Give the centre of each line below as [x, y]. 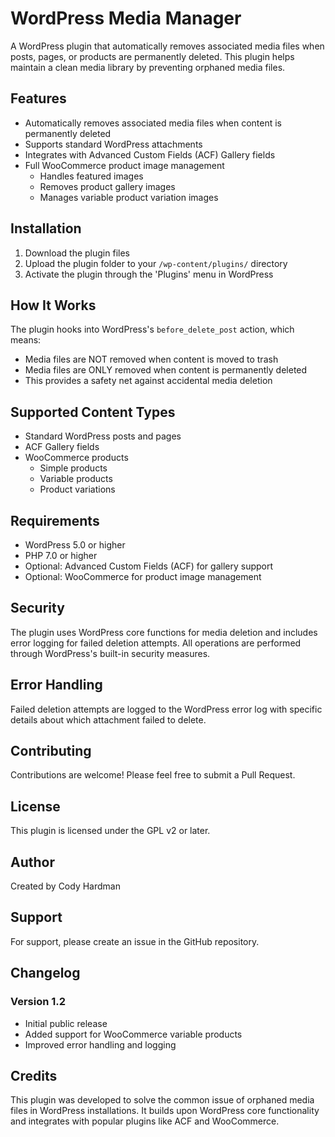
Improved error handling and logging [100, 1044]
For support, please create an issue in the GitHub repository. [135, 941]
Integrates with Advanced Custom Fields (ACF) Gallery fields [150, 154]
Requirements [55, 520]
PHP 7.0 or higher [61, 555]
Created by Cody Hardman [65, 886]
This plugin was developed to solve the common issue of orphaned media [162, 1100]
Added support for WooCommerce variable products [133, 1034]
